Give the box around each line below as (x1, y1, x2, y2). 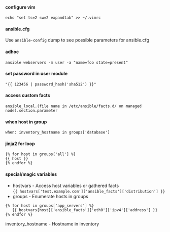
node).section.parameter (5, 108, 58, 113)
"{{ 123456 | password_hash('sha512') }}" (5, 81, 96, 87)
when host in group (5, 119, 47, 125)
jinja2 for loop (5, 141, 36, 147)
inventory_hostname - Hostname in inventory (5, 220, 99, 227)
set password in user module (5, 71, 67, 77)
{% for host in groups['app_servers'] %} (5, 203, 94, 208)
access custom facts (5, 92, 50, 99)
